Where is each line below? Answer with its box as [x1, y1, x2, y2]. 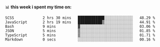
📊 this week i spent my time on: [5, 4, 72, 10]
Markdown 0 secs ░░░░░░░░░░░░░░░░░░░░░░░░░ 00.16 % [5, 37, 155, 42]
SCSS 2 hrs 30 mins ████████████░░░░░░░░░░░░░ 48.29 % [5, 15, 155, 20]
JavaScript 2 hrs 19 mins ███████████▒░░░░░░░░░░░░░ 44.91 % [5, 20, 155, 25]
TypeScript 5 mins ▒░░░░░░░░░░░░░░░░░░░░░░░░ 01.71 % [5, 33, 155, 38]
